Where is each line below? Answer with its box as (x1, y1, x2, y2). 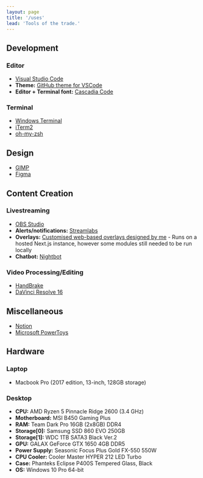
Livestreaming (6, 206, 50, 215)
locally (15, 246, 32, 253)
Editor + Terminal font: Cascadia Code (15, 88, 114, 95)
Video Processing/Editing (6, 268, 84, 277)
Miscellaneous (6, 306, 63, 316)
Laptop (6, 364, 28, 373)
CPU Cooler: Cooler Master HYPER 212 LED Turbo (15, 453, 142, 460)
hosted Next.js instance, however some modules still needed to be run (15, 239, 192, 247)
